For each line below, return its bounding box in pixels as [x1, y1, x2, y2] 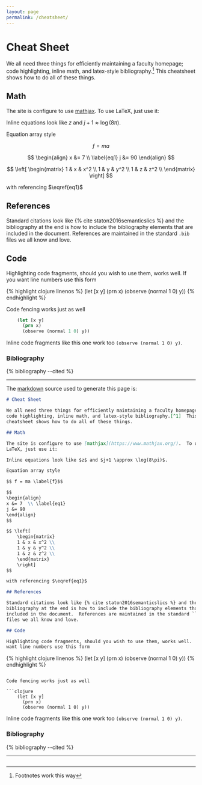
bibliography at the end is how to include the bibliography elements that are [6, 223, 194, 230]
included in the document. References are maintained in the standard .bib [6, 230, 190, 237]
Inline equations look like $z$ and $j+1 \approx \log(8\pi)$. [6, 457, 168, 463]
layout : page [6, 8, 39, 15]
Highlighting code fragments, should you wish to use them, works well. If [6, 269, 187, 276]
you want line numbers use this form [6, 276, 97, 283]
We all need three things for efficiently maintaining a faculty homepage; [6, 60, 183, 67]
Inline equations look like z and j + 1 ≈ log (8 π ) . [6, 118, 121, 126]
